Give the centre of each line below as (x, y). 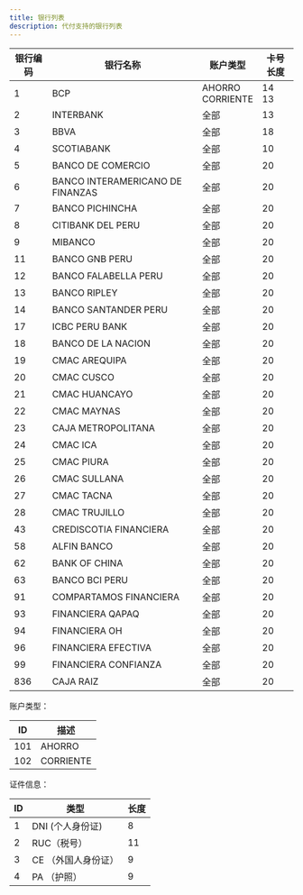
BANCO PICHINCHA (95, 208)
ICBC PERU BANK (90, 326)
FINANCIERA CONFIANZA (107, 664)
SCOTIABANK (81, 148)
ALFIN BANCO (83, 546)
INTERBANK (78, 114)
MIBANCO (73, 242)
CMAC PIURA (81, 461)
